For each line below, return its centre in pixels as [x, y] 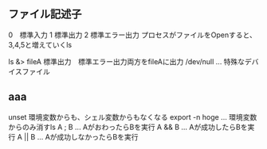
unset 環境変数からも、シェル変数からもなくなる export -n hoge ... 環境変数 [133, 117]
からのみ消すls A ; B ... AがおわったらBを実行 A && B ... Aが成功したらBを [128, 127]
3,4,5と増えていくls [40, 44]
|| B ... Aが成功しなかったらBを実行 [81, 136]
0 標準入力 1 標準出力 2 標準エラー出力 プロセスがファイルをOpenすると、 [132, 35]
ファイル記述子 [45, 14]
